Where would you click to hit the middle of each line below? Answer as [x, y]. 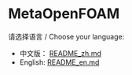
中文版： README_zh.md [60, 53]
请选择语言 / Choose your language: [66, 36]
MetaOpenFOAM [64, 14]
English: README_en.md [59, 62]
